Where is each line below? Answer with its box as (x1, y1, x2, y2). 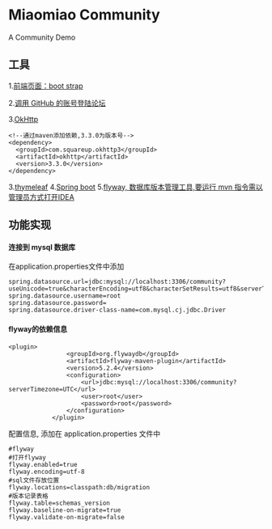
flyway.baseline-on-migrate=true (8, 506, 121, 514)
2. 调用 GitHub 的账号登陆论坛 (8, 98, 107, 108)
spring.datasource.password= (8, 299, 107, 307)
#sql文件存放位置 (8, 476, 59, 485)
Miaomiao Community (8, 6, 160, 24)
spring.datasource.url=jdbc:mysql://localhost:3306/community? (8, 277, 227, 286)
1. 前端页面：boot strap (8, 81, 83, 91)
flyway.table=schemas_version (8, 499, 111, 507)
